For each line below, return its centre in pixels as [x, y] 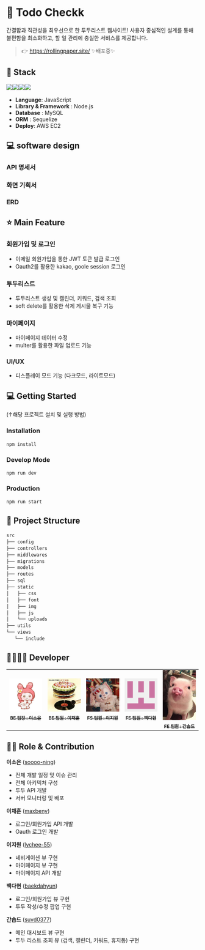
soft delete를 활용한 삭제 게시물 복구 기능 [64, 306]
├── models [20, 568]
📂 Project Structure [43, 520]
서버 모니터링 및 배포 [40, 798]
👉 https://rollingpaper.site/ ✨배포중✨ [68, 51]
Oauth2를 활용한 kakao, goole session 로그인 [70, 266]
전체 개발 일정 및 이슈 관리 [46, 775]
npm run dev [21, 473]
